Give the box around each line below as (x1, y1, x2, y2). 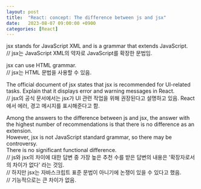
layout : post (6, 8, 39, 15)
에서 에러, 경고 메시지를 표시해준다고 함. (6, 102, 100, 110)
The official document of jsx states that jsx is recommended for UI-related (6, 81, 191, 88)
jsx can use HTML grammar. (6, 62, 77, 69)
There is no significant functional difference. (6, 147, 117, 154)
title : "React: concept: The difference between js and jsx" (6, 15, 166, 21)
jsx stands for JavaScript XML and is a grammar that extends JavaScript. (6, 42, 188, 50)
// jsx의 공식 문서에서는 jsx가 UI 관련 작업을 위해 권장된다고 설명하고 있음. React (6, 94, 195, 102)
